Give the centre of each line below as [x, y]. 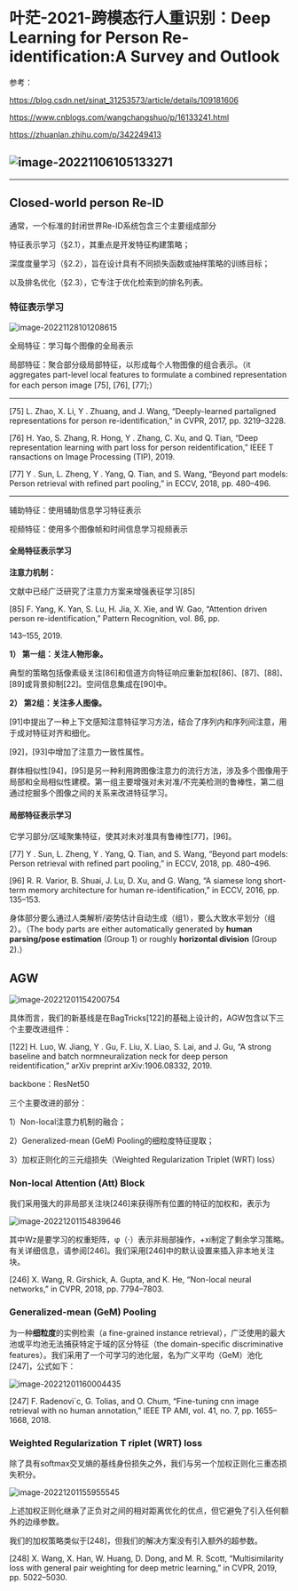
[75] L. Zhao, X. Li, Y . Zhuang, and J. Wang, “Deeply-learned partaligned [143, 411]
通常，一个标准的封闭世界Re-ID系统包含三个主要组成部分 [113, 225]
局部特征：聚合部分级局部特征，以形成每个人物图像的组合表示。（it [130, 364]
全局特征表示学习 [40, 551]
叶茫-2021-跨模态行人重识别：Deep [140, 18]
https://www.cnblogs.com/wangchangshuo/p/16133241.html [119, 117]
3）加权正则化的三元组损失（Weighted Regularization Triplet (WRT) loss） [145, 1160]
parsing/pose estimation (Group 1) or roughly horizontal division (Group [143, 939]
